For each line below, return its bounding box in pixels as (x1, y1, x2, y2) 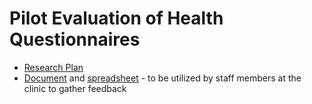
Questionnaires (9, 28, 141, 51)
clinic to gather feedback (23, 82, 127, 94)
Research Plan (23, 61, 84, 73)
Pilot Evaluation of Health (9, 7, 224, 30)
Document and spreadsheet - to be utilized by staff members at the (23, 72, 302, 84)
